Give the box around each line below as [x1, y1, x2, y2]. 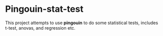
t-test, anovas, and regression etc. [5, 25, 76, 31]
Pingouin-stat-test [5, 3, 83, 15]
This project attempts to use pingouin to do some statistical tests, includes [5, 20, 158, 26]
